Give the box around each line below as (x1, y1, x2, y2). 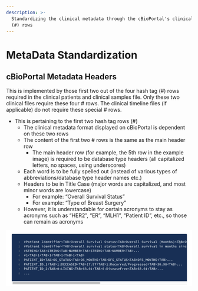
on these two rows (23, 130, 69, 137)
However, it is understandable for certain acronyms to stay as (23, 206, 173, 213)
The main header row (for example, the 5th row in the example (32, 149, 184, 156)
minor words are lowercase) (23, 187, 92, 194)
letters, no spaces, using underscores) (32, 161, 126, 169)
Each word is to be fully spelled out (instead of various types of (23, 168, 177, 175)
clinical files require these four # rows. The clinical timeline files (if (6, 100, 167, 107)
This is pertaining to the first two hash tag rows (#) (14, 118, 138, 125)
